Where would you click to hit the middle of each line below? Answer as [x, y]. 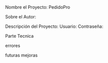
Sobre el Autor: [21, 17]
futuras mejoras [21, 55]
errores [13, 46]
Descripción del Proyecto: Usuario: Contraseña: [54, 26]
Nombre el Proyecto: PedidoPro [38, 7]
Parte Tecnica [19, 36]
